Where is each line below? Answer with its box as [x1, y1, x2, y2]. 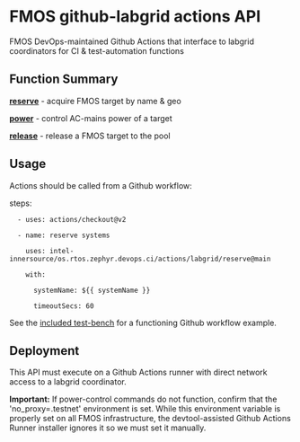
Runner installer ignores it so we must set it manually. [9, 422, 207, 433]
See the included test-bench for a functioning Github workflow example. [9, 317, 277, 328]
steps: [9, 198, 32, 208]
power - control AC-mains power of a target [9, 112, 172, 123]
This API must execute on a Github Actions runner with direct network [9, 367, 268, 378]
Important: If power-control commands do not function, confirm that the [9, 393, 278, 405]
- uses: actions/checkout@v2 [17, 215, 127, 224]
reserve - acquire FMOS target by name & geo [9, 95, 181, 106]
